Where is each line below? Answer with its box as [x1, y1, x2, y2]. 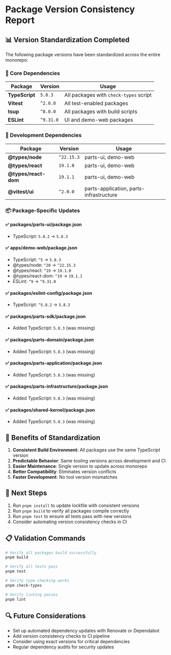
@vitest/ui [8, 188, 34, 195]
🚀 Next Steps [5, 489, 47, 498]
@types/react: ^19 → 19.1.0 [12, 267, 71, 273]
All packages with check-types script [64, 91, 152, 99]
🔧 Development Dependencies [5, 132, 82, 139]
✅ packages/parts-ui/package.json [5, 221, 82, 228]
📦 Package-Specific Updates [5, 207, 80, 214]
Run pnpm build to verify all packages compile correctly [12, 507, 130, 514]
